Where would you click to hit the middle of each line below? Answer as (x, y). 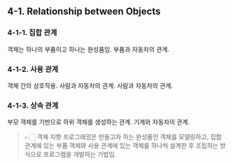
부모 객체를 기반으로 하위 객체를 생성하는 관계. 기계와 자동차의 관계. (99, 122)
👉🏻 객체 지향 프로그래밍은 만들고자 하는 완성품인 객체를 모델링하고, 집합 (123, 137)
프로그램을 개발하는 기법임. (80, 155)
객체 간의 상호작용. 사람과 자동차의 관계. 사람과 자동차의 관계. (90, 85)
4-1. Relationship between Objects (84, 12)
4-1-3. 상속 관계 (33, 106)
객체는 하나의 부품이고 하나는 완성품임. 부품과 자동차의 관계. (89, 49)
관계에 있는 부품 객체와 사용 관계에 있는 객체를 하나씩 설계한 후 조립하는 (121, 145)
